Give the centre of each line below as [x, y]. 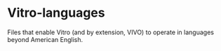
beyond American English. [45, 39]
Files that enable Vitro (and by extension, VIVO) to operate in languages [110, 32]
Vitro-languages [56, 13]
